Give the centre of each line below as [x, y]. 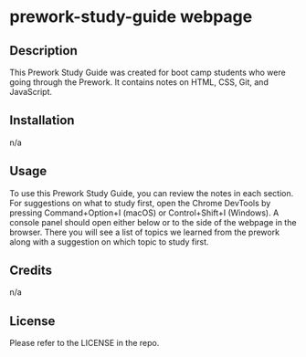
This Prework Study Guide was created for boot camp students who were [148, 72]
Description [43, 51]
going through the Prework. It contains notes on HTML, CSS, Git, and [139, 82]
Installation [42, 121]
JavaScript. [31, 92]
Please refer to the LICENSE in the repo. [84, 343]
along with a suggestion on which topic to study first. [109, 241]
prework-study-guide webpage [131, 17]
